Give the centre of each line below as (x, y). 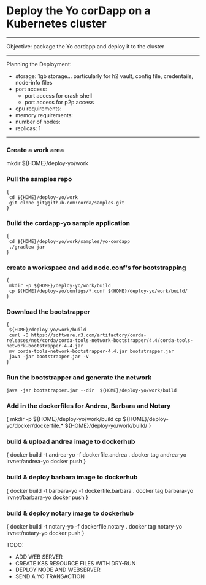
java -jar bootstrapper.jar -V (49, 357)
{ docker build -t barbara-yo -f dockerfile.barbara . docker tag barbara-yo (100, 490)
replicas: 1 (28, 128)
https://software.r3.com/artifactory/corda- (89, 335)
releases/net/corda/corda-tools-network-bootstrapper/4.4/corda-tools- (100, 341)
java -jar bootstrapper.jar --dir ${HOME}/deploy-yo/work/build (91, 390)
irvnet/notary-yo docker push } (45, 533)
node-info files (34, 82)
